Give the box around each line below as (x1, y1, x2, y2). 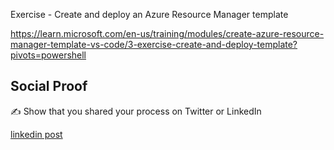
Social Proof (10, 78, 88, 95)
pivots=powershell (10, 49, 87, 61)
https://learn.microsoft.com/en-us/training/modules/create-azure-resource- (10, 28, 325, 39)
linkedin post (10, 128, 63, 140)
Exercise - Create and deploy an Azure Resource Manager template (10, 9, 289, 20)
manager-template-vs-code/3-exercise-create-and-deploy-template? (10, 39, 298, 50)
